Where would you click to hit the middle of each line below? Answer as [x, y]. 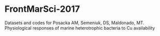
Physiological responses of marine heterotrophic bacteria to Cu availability [80, 28]
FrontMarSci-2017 [42, 9]
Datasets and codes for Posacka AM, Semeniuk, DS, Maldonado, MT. [74, 23]
